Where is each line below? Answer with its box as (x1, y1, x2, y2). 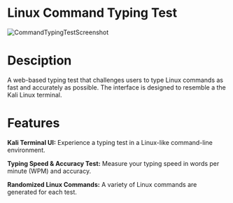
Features (7, 115, 60, 131)
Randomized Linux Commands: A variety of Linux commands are (7, 180, 197, 188)
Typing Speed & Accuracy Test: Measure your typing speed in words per (7, 159, 220, 167)
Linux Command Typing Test (7, 5, 178, 21)
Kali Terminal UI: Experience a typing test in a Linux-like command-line (7, 138, 213, 146)
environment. (7, 146, 45, 154)
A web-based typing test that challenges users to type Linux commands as (7, 76, 224, 84)
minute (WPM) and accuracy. (7, 167, 92, 175)
